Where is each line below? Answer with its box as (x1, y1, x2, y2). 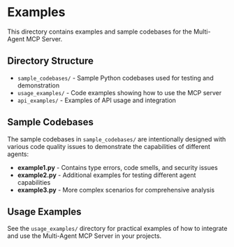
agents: (7, 150, 29, 158)
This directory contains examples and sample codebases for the (7, 27, 192, 36)
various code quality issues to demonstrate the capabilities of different (7, 142, 211, 150)
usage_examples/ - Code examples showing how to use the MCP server (17, 88, 222, 97)
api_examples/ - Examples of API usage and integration (17, 96, 177, 104)
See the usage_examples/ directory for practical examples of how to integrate (7, 225, 228, 233)
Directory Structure (7, 55, 94, 67)
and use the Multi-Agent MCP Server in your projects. (7, 232, 162, 240)
